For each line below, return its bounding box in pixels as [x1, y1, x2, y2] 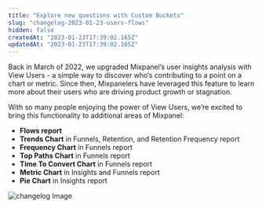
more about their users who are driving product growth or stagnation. [8, 87, 233, 97]
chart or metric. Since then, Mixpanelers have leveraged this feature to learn [8, 79, 255, 89]
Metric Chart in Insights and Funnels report [19, 168, 161, 177]
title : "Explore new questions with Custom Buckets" [8, 11, 184, 20]
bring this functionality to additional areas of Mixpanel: [8, 111, 184, 120]
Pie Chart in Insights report [19, 176, 107, 185]
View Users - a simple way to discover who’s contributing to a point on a [8, 71, 242, 80]
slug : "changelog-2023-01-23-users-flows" [8, 19, 149, 27]
